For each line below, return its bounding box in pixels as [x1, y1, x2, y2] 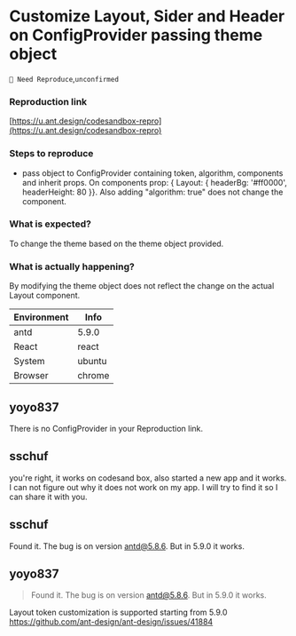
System [13, 355, 46, 368]
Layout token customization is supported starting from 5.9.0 [9, 607, 228, 618]
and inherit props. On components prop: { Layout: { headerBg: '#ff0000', [21, 177, 288, 187]
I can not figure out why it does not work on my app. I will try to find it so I [9, 481, 278, 492]
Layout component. [9, 290, 81, 301]
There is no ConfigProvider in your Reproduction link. [9, 423, 204, 433]
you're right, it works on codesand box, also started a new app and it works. [9, 473, 287, 483]
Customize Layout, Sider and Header [9, 6, 285, 27]
